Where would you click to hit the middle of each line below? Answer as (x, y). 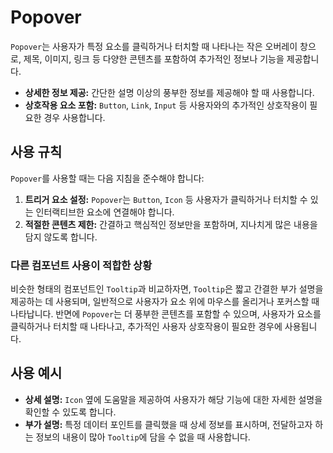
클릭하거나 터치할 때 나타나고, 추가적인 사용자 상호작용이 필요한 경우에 (146, 327)
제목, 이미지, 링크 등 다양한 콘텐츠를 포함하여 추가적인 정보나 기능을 (154, 58)
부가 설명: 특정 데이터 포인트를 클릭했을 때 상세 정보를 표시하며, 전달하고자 (168, 424)
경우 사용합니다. (74, 117)
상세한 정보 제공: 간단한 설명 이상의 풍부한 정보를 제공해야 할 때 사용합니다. (169, 92)
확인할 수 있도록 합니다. (70, 412)
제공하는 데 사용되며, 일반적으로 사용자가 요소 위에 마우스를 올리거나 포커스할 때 (165, 302)
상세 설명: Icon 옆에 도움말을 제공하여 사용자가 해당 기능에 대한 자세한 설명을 (173, 399)
